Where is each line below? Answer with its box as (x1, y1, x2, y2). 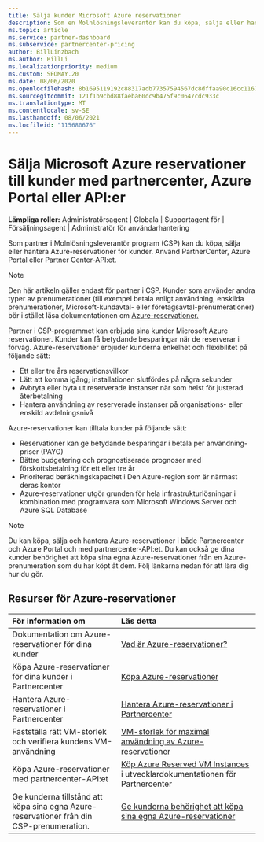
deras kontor (19, 480, 61, 489)
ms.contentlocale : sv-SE (8, 107, 90, 115)
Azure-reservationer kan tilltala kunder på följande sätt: (8, 423, 187, 433)
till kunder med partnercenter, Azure (8, 172, 251, 190)
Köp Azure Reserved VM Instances (120, 759, 250, 770)
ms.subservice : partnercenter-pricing (8, 41, 135, 49)
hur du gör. (8, 569, 44, 578)
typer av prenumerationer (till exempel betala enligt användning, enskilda (8, 294, 244, 303)
